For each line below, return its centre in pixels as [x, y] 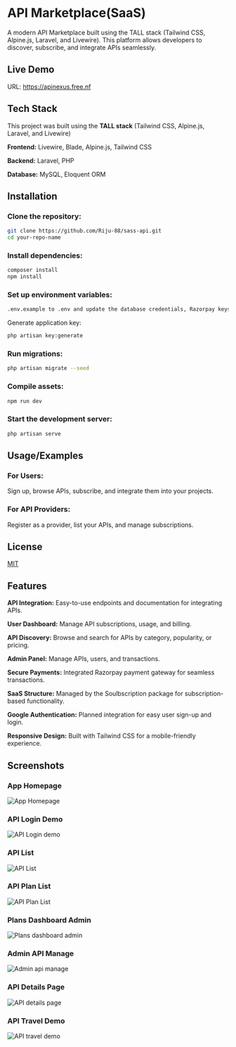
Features [27, 586]
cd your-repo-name [34, 237]
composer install [33, 270]
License [25, 546]
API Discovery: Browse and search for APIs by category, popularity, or [110, 638]
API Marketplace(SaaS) [77, 13]
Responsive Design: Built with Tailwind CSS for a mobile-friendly [102, 736]
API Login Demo [35, 819]
